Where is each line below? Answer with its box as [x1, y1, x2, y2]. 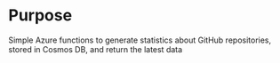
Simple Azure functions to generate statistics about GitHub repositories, [8, 35, 272, 45]
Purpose [8, 5, 73, 26]
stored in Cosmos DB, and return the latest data [8, 43, 183, 54]
